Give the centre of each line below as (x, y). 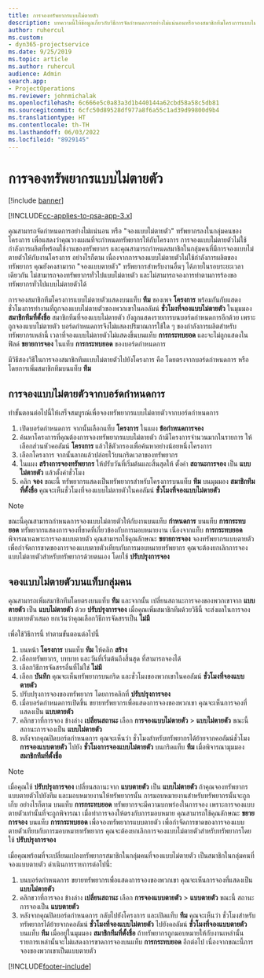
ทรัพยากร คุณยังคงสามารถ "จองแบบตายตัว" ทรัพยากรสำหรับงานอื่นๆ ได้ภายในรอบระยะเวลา (126, 266)
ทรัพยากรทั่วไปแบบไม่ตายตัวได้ (48, 284)
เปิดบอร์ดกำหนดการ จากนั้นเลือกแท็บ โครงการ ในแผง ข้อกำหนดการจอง (112, 428)
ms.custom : (26, 37)
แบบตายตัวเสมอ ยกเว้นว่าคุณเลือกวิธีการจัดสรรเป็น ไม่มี (79, 618)
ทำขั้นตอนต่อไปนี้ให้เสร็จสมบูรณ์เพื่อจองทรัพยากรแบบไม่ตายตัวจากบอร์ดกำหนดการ (114, 412)
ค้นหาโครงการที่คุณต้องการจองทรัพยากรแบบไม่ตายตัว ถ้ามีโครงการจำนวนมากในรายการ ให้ (136, 438)
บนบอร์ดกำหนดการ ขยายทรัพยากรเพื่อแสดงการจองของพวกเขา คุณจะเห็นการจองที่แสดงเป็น (136, 880)
